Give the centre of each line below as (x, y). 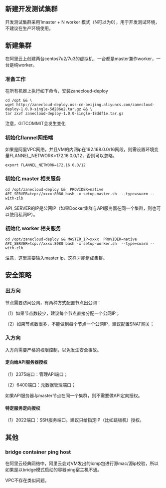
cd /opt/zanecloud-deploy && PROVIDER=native (54, 189)
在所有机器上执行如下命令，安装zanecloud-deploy (57, 91)
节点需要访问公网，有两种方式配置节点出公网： (53, 302)
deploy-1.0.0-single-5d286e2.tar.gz (43, 109)
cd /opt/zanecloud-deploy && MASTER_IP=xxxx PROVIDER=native (71, 239)
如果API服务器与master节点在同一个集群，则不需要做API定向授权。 (74, 395)
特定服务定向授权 (23, 408)
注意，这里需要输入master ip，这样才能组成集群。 (56, 258)
